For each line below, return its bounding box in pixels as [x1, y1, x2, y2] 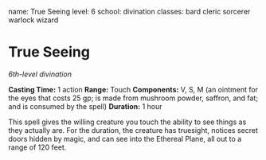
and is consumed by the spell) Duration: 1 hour [8, 101, 162, 111]
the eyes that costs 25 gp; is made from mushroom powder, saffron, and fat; [8, 93, 259, 103]
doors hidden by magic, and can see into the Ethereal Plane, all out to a [8, 134, 242, 143]
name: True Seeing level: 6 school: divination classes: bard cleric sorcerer [8, 7, 251, 16]
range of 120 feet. [8, 142, 67, 152]
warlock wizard [8, 15, 59, 25]
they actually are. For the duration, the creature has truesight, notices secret [8, 125, 259, 135]
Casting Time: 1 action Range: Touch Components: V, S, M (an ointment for [8, 84, 259, 94]
